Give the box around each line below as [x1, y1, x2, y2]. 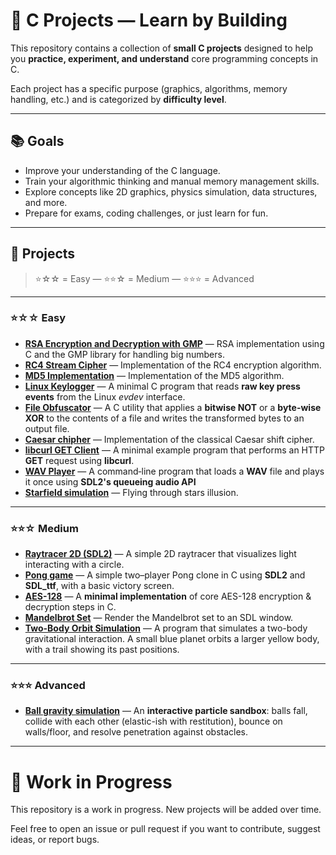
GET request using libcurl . [24, 454, 135, 466]
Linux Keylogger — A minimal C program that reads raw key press [24, 380, 301, 392]
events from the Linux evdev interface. [24, 390, 186, 403]
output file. [24, 422, 70, 434]
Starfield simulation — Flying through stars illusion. [24, 486, 239, 498]
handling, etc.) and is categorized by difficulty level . [10, 93, 227, 105]
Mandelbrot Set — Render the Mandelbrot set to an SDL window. [24, 612, 294, 624]
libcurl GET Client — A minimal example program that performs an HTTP [24, 444, 326, 456]
